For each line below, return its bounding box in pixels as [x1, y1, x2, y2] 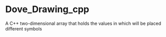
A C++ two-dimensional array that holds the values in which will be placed [5, 20, 161, 26]
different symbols [5, 25, 42, 31]
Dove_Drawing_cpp [5, 4, 90, 15]
